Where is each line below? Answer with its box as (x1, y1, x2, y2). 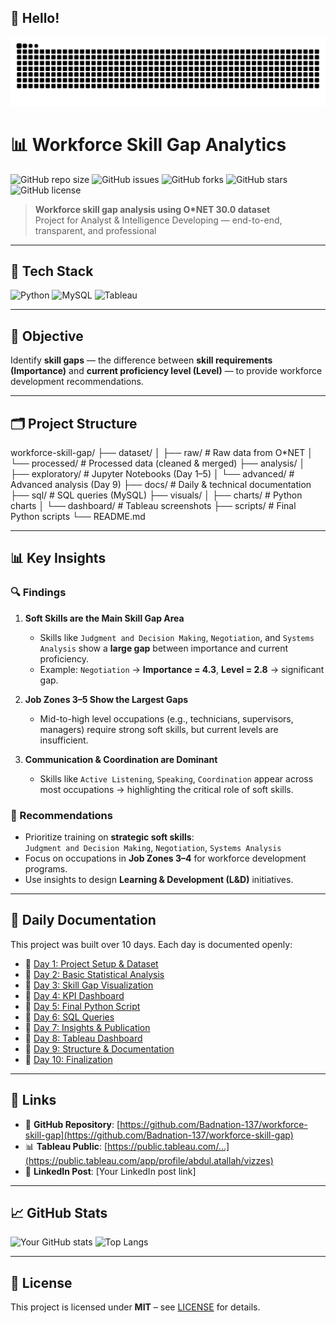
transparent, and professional (34, 224, 157, 236)
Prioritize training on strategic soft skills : (24, 831, 195, 843)
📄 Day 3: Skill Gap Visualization (24, 979, 154, 991)
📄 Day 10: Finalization (24, 1053, 113, 1065)
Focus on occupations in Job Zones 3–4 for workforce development (24, 852, 307, 864)
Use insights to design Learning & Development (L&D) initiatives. (24, 873, 294, 885)
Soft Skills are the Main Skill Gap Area (24, 612, 185, 624)
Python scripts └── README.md (10, 510, 146, 522)
